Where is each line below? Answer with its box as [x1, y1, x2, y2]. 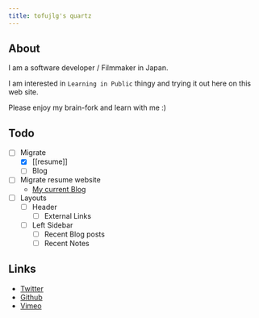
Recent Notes [44, 238, 90, 248]
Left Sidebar [31, 220, 73, 230]
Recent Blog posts [44, 229, 105, 239]
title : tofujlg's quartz [8, 11, 92, 20]
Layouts [19, 193, 47, 203]
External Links [44, 211, 91, 220]
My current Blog [31, 184, 86, 194]
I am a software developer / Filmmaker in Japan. [8, 63, 169, 73]
